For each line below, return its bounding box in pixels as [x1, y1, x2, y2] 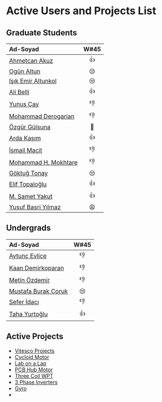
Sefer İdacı [9, 298, 39, 306]
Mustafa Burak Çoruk [9, 287, 68, 295]
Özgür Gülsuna [9, 123, 51, 131]
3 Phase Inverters [14, 378, 58, 385]
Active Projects [6, 332, 64, 342]
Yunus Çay [9, 100, 39, 108]
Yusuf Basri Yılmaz [9, 203, 61, 211]
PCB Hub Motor [14, 366, 53, 373]
